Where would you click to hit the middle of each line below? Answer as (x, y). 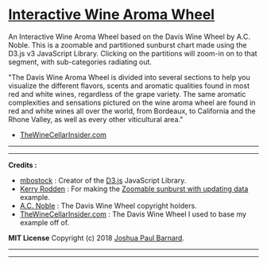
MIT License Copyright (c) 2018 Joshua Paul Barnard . (97, 238)
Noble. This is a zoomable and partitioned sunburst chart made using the (128, 44)
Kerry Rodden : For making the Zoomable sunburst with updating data (134, 189)
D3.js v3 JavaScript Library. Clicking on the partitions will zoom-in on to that (133, 53)
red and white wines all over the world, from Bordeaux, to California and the (132, 111)
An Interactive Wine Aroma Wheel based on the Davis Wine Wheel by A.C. (129, 36)
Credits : (23, 165)
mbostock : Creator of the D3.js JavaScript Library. (103, 180)
